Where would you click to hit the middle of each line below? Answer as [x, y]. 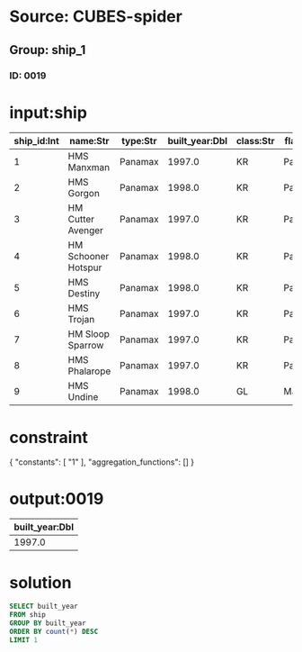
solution [40, 582]
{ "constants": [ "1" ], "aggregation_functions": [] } [102, 462]
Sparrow [86, 346]
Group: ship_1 [48, 50]
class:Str [256, 141]
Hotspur [85, 267]
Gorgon [84, 194]
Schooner [89, 257]
